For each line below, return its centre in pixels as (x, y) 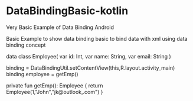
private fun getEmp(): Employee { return (55, 85)
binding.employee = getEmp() (42, 74)
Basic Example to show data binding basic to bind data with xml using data (97, 38)
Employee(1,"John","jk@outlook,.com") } (55, 92)
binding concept (26, 45)
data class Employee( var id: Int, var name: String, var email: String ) (89, 56)
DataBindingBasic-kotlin (67, 11)
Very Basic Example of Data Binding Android (60, 27)
